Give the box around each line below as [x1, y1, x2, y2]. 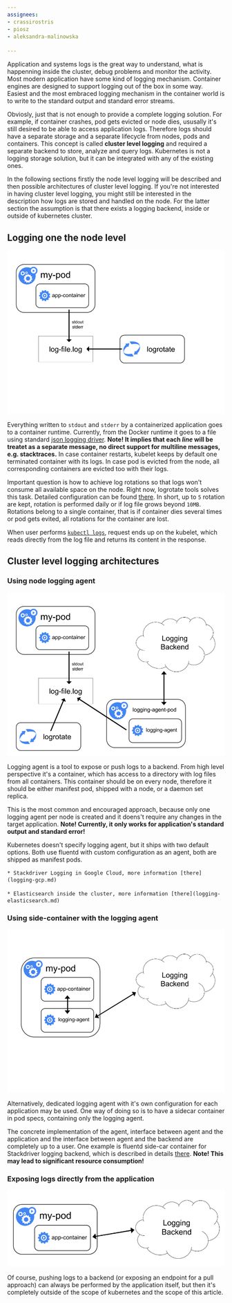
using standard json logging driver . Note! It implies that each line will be [7, 435, 213, 444]
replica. [7, 792, 29, 800]
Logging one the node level [7, 231, 126, 243]
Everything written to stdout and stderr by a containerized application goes [7, 420, 223, 428]
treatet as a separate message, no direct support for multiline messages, [7, 442, 221, 450]
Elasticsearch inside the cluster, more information [13, 890, 168, 897]
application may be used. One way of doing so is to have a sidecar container [7, 1106, 225, 1115]
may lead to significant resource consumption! [7, 1157, 144, 1165]
